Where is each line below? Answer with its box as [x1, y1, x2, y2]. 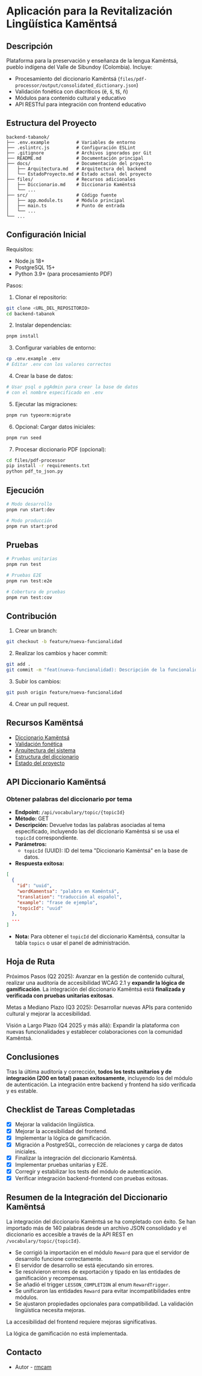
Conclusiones [6, 1052, 60, 1062]
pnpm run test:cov [6, 594, 52, 600]
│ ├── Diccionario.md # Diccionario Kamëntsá [6, 181, 136, 187]
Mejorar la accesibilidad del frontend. [14, 1127, 108, 1134]
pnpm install [6, 333, 39, 339]
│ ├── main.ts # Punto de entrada [6, 203, 125, 209]
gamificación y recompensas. [14, 1274, 88, 1281]
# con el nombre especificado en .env [6, 389, 103, 395]
